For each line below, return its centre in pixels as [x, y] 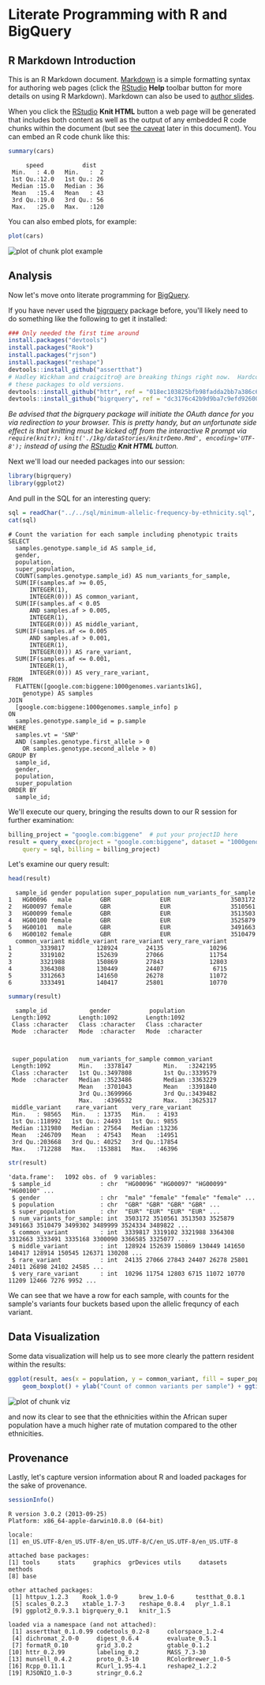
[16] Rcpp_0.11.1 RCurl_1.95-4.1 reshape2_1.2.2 [112, 1666]
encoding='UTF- [231, 439]
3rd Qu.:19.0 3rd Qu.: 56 [58, 200]
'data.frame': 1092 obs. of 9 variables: [82, 1177]
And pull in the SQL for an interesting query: [80, 498]
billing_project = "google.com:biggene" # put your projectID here [123, 835]
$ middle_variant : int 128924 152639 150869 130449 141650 [128, 1246]
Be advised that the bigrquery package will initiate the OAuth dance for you [131, 414]
